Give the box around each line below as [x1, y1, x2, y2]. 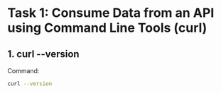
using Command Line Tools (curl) [7, 20, 207, 36]
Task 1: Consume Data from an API [7, 5, 215, 21]
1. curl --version [7, 48, 80, 60]
